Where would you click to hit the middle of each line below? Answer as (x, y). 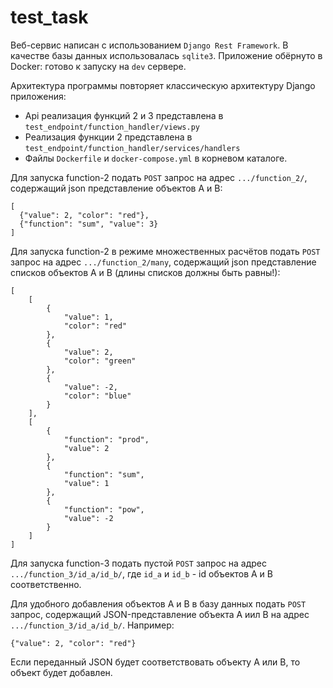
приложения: (38, 96)
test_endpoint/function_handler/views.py (112, 127)
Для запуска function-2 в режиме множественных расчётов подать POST (165, 251)
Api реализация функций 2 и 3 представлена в (124, 115)
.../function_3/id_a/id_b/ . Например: (92, 625)
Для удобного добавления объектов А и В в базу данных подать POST (158, 603)
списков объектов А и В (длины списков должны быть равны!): (145, 272)
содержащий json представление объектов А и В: (116, 188)
